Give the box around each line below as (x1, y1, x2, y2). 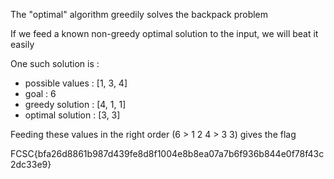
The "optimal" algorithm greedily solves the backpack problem (10, 9, 269, 20)
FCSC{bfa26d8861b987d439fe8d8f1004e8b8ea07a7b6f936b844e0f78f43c (10, 148, 325, 159)
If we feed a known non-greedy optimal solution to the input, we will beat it (10, 28, 319, 39)
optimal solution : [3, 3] (24, 109, 121, 121)
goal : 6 (24, 88, 57, 99)
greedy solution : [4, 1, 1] (24, 99, 127, 110)
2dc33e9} (10, 159, 52, 170)
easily (10, 39, 35, 50)
